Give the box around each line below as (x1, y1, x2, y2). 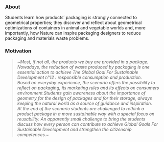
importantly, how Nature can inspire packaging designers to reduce (5, 30, 141, 36)
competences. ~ (17, 131, 49, 138)
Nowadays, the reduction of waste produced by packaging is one (17, 64, 150, 70)
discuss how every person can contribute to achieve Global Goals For (17, 121, 158, 127)
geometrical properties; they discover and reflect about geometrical (5, 20, 142, 25)
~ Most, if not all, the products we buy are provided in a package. (17, 59, 149, 65)
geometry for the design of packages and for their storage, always (17, 95, 152, 101)
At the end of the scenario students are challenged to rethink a (17, 105, 144, 111)
